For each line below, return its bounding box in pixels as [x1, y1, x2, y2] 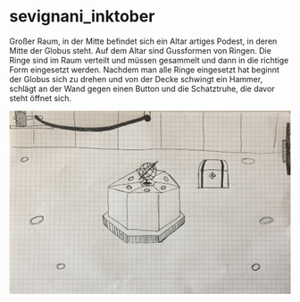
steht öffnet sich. [9, 92, 72, 104]
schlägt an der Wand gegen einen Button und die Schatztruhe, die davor [9, 83, 275, 94]
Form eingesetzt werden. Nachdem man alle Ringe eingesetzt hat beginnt [9, 64, 279, 75]
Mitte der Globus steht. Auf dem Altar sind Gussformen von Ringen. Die [9, 45, 272, 55]
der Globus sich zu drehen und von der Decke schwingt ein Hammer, [9, 73, 263, 84]
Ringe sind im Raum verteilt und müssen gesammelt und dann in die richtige [9, 55, 289, 65]
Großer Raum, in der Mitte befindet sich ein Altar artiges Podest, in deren [9, 36, 278, 46]
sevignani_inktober [9, 6, 155, 27]
